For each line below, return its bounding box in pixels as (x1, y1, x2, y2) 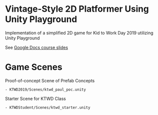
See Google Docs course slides (5, 44, 68, 50)
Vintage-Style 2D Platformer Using (5, 3, 149, 15)
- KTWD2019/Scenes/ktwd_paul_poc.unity (5, 87, 86, 92)
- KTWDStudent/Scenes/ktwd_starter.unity (5, 105, 91, 110)
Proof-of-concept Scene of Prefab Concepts (5, 77, 95, 83)
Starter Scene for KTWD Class (5, 96, 66, 101)
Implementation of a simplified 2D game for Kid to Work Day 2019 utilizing (5, 30, 154, 36)
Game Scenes (5, 62, 62, 73)
